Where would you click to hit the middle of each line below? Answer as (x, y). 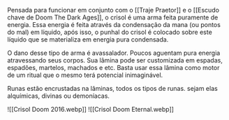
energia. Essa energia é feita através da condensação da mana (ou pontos (114, 25)
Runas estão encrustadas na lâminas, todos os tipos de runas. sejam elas (112, 88)
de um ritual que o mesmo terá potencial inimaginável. (85, 75)
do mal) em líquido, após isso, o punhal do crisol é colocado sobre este (110, 32)
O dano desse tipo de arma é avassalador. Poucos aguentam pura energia (114, 53)
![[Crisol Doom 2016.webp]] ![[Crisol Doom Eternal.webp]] (91, 109)
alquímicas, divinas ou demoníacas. (59, 96)
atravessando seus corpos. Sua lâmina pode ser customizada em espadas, (115, 60)
